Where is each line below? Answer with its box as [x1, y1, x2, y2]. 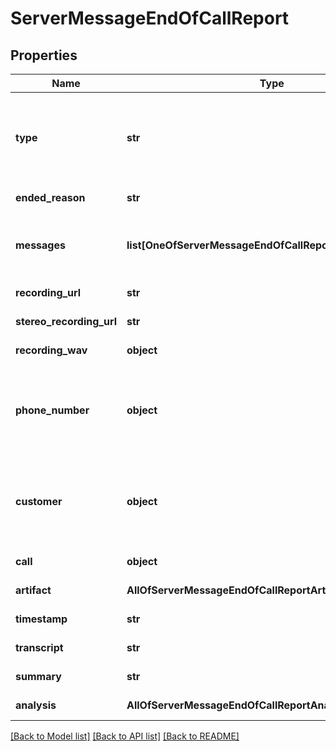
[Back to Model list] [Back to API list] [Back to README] [10, 730, 240, 742]
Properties [10, 47, 78, 64]
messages [15, 238, 66, 252]
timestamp [15, 612, 68, 626]
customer [15, 495, 63, 508]
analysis [15, 698, 57, 712]
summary [15, 670, 62, 683]
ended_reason [15, 191, 86, 204]
